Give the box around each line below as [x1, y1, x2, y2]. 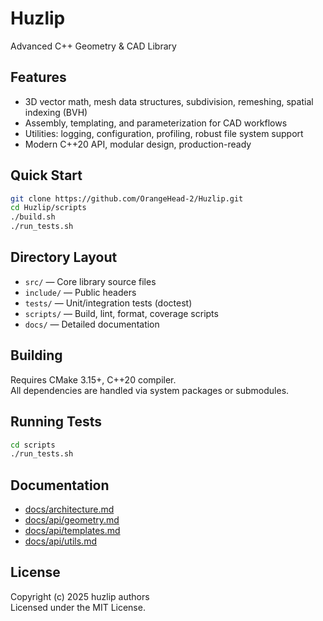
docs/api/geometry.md [24, 514, 120, 526]
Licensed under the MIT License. [10, 601, 146, 613]
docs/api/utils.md [24, 535, 97, 547]
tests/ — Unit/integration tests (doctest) [24, 297, 193, 309]
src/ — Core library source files [24, 275, 157, 287]
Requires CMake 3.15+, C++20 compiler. [10, 373, 177, 386]
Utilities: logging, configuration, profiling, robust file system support [24, 127, 304, 139]
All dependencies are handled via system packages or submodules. [10, 384, 290, 396]
